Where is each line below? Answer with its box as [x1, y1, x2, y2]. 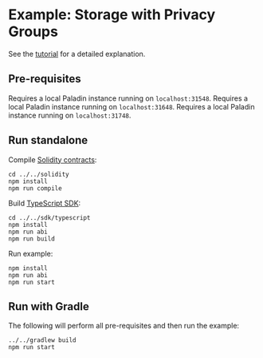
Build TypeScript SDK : [8, 198, 81, 208]
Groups [8, 22, 58, 41]
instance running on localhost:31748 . [8, 110, 131, 120]
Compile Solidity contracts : [8, 154, 97, 165]
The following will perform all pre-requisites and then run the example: [8, 321, 240, 331]
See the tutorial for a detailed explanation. [8, 49, 146, 58]
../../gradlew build [8, 336, 77, 344]
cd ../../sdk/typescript [8, 213, 91, 221]
